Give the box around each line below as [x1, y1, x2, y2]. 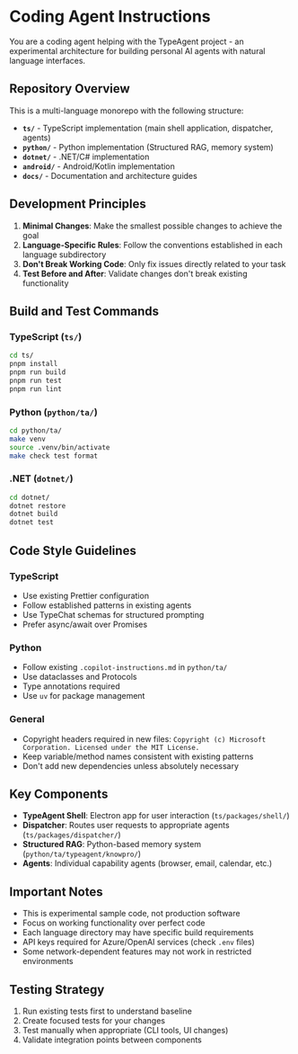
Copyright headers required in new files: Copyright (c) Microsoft [22, 733, 267, 744]
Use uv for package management [22, 691, 145, 701]
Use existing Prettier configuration [22, 590, 150, 601]
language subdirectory [22, 249, 107, 260]
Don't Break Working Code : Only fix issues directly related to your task [22, 258, 286, 269]
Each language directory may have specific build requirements [22, 927, 254, 938]
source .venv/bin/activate [9, 442, 110, 451]
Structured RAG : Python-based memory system [22, 839, 202, 850]
